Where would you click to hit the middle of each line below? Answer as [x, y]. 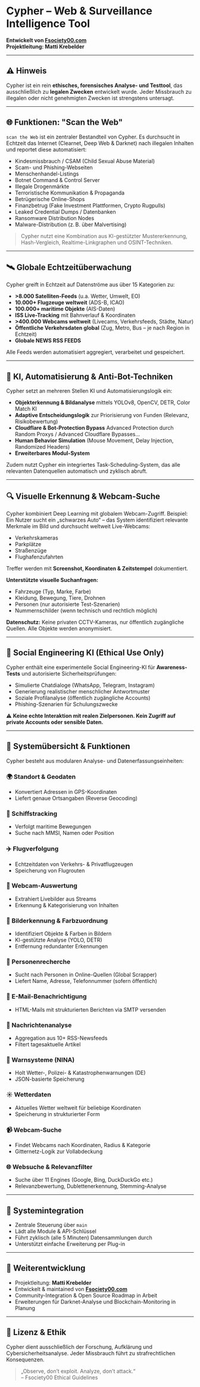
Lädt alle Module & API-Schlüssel [56, 1231]
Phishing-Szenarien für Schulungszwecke [66, 704]
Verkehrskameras [36, 538]
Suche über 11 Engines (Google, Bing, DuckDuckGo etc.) [84, 1180]
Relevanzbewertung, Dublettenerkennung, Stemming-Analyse [90, 1186]
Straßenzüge [31, 551]
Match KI [26, 409]
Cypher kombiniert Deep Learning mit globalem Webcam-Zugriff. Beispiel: [97, 514]
